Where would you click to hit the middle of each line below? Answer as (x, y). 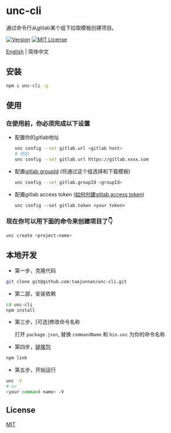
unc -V (14, 381)
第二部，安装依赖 (35, 294)
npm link (17, 358)
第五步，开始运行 (35, 370)
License (21, 410)
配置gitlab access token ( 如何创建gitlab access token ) (79, 194)
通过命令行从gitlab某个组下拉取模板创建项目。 (61, 28)
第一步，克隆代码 (35, 270)
